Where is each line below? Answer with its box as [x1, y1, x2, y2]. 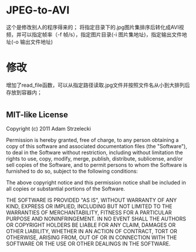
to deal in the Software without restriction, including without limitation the [6, 149, 183, 156]
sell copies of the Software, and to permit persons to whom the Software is [6, 162, 188, 169]
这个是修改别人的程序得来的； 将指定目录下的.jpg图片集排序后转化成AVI [6, 23, 179, 30]
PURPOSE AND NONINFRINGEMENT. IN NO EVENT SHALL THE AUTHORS [6, 215, 187, 223]
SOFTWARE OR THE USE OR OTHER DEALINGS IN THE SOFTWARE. [6, 240, 171, 247]
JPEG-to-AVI [6, 4, 70, 17]
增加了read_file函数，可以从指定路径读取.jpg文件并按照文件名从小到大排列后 [6, 81, 190, 88]
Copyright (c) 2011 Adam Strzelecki [6, 125, 91, 132]
